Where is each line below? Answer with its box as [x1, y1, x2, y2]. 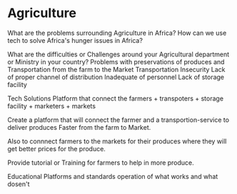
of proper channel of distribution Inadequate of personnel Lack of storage [7, 73, 225, 81]
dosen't [7, 180, 30, 188]
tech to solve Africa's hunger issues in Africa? [7, 36, 143, 44]
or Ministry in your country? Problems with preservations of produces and [7, 57, 225, 66]
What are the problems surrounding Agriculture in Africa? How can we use [7, 29, 227, 37]
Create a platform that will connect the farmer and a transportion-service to [7, 116, 230, 124]
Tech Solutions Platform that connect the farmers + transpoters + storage [7, 94, 223, 103]
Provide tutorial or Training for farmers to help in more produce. [7, 158, 194, 167]
